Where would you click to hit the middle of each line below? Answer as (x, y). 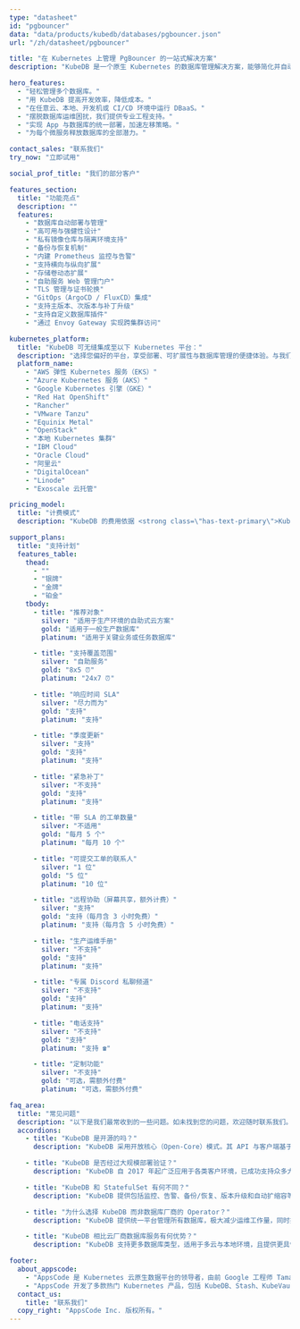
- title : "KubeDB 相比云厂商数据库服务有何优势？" (111, 1236)
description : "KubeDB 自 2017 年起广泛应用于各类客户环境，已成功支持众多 (160, 1172)
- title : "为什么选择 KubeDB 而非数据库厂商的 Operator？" (128, 1212)
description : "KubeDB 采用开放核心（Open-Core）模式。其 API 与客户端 (156, 1147)
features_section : (43, 190)
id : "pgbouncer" (39, 26)
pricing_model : (37, 505)
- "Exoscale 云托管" (62, 488)
